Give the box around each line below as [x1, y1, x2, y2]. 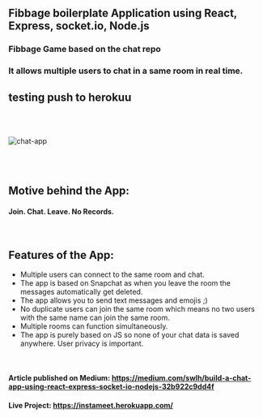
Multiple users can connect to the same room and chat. [19, 269, 205, 279]
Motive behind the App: [8, 184, 129, 198]
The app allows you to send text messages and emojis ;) [19, 295, 208, 305]
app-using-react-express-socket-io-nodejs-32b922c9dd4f [8, 381, 214, 392]
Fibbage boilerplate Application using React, [8, 6, 237, 20]
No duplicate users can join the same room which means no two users [19, 304, 255, 314]
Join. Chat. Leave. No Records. [8, 207, 115, 217]
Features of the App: [8, 248, 115, 262]
